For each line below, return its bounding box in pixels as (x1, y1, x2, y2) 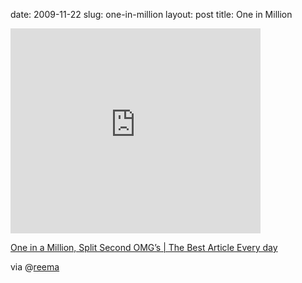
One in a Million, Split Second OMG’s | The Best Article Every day (10, 242, 278, 253)
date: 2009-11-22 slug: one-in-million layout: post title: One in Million (10, 9, 293, 20)
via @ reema (10, 261, 60, 273)
